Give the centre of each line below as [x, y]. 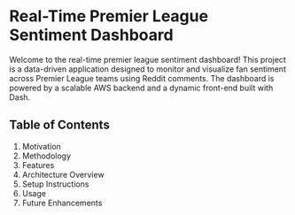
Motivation [42, 146]
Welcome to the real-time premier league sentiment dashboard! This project [147, 59]
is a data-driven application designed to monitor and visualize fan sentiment [147, 69]
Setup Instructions [55, 184]
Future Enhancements [62, 203]
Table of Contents [60, 125]
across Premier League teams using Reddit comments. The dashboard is [142, 78]
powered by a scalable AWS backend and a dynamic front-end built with [141, 88]
